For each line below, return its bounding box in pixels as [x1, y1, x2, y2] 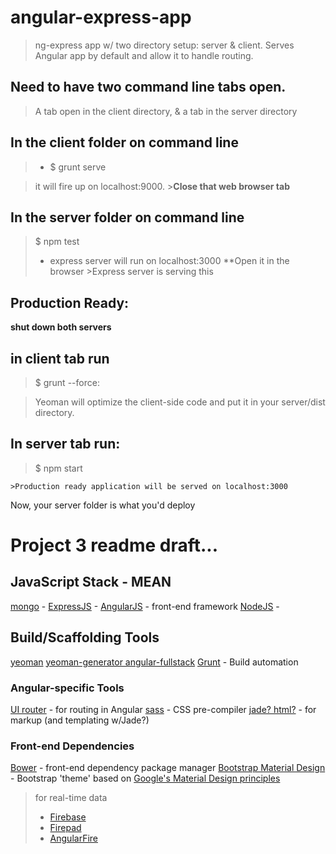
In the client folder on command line [10, 134, 239, 151]
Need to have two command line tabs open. [10, 79, 287, 96]
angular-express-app [10, 6, 192, 29]
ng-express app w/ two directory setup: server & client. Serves [34, 39, 295, 51]
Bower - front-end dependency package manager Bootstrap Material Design [10, 762, 326, 774]
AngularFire [49, 832, 98, 845]
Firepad [49, 822, 82, 834]
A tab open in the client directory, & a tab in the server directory [34, 105, 298, 117]
